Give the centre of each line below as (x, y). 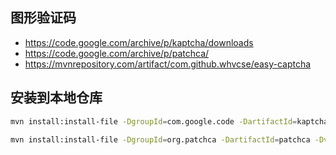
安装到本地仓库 (56, 98)
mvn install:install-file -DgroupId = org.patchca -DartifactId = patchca (160, 139)
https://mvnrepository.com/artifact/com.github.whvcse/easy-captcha (168, 64)
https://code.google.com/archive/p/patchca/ (117, 53)
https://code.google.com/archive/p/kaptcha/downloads (139, 42)
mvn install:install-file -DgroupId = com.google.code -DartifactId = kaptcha (169, 121)
